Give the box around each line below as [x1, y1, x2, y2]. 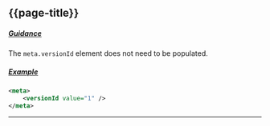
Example [8, 67, 39, 77]
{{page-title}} [8, 6, 80, 20]
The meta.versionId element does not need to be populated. [8, 49, 208, 58]
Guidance [8, 28, 42, 38]
